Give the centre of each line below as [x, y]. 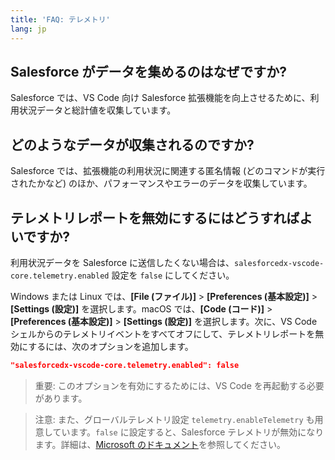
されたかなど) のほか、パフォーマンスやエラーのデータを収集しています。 [161, 183]
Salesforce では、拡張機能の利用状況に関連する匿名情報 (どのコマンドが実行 [168, 171]
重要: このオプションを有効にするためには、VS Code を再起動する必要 [179, 385]
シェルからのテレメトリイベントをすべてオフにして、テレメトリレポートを [163, 333]
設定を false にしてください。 [173, 275]
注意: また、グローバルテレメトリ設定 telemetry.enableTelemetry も [174, 419]
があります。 [61, 398]
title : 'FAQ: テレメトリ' [60, 19]
